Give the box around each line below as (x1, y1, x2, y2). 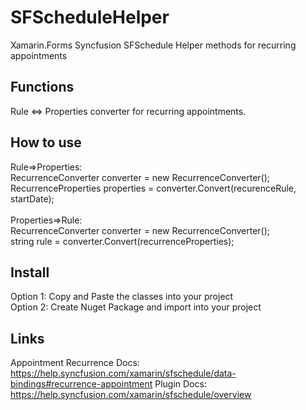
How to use (10, 134, 82, 151)
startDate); (10, 192, 55, 205)
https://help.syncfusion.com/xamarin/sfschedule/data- (10, 367, 237, 380)
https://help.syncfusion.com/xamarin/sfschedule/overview (10, 389, 252, 401)
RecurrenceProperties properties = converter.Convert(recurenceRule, (10, 182, 297, 194)
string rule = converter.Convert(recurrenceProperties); (10, 235, 235, 247)
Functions (10, 79, 75, 96)
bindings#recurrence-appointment (10, 378, 153, 390)
